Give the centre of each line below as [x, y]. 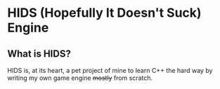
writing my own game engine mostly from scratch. [80, 78]
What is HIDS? [39, 54]
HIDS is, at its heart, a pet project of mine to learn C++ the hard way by [110, 70]
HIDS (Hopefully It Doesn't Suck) [104, 13]
